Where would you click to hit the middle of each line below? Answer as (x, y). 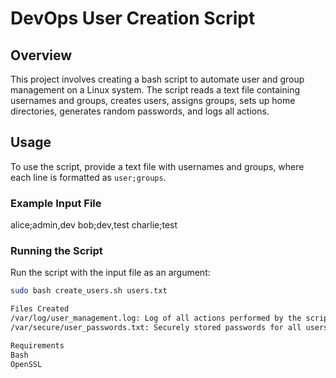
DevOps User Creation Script (133, 18)
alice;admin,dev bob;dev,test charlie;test (94, 225)
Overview (41, 55)
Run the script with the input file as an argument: (110, 273)
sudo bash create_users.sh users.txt (89, 291)
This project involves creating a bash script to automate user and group (157, 79)
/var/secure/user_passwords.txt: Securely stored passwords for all (156, 328)
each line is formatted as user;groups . (88, 177)
